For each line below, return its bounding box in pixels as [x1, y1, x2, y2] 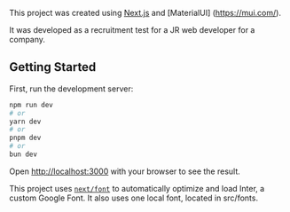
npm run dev [9, 100, 53, 109]
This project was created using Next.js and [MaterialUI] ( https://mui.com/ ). [9, 8, 282, 18]
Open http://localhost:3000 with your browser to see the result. [9, 166, 241, 177]
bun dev [9, 150, 38, 159]
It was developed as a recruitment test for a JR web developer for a [9, 25, 255, 35]
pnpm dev [9, 133, 42, 143]
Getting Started [9, 59, 97, 75]
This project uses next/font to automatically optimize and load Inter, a [9, 183, 265, 193]
